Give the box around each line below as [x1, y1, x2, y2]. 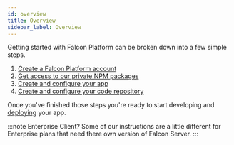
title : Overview [7, 17, 56, 24]
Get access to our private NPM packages [17, 72, 139, 80]
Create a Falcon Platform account [17, 65, 117, 73]
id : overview [7, 10, 46, 18]
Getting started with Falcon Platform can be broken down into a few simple [7, 43, 227, 52]
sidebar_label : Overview [7, 23, 81, 31]
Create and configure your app [17, 80, 109, 88]
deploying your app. [7, 108, 66, 117]
